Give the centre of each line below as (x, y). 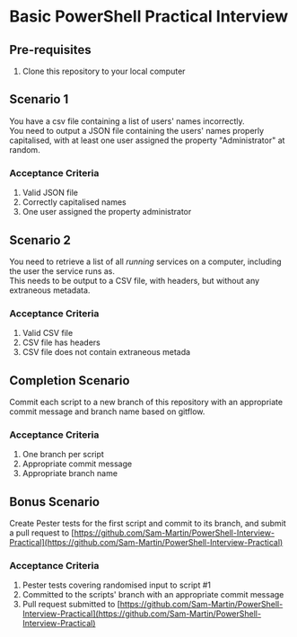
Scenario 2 (40, 240)
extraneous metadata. (50, 290)
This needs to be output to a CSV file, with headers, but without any (135, 280)
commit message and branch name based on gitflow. (107, 411)
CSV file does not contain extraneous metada (106, 352)
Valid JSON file (50, 193)
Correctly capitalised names (74, 202)
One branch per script (63, 455)
